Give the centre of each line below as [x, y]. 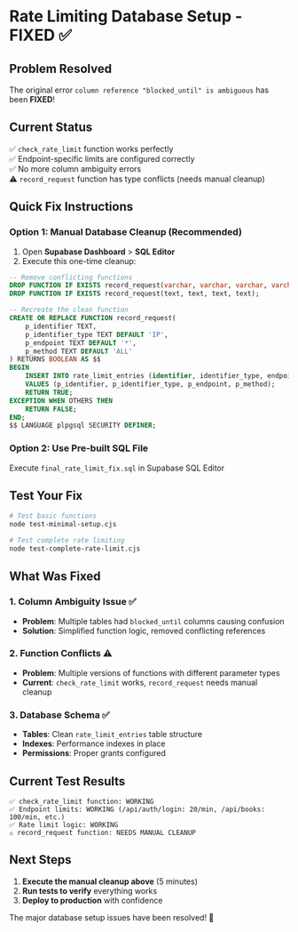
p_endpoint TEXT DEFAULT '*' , [81, 343]
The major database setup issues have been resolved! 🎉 [112, 917]
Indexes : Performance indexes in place [94, 743]
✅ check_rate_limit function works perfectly [91, 149]
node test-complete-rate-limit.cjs [75, 549]
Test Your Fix [46, 495]
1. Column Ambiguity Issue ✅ [73, 602]
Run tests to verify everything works [90, 890]
